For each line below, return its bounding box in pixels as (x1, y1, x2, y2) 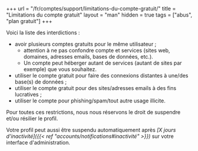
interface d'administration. (6, 139, 70, 146)
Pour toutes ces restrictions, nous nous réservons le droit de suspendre (6, 109, 181, 115)
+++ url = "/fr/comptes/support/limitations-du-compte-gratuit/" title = (6, 5, 176, 12)
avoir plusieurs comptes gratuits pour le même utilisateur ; (14, 41, 157, 47)
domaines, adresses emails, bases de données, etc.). (23, 53, 154, 60)
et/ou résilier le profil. (6, 115, 59, 122)
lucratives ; (14, 91, 42, 98)
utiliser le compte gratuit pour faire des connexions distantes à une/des (14, 72, 189, 79)
